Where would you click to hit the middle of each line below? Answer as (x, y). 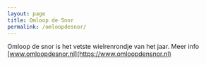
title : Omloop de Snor (41, 20)
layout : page (26, 14)
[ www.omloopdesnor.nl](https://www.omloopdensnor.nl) (89, 54)
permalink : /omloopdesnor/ (47, 27)
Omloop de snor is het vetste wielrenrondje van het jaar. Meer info (103, 47)
